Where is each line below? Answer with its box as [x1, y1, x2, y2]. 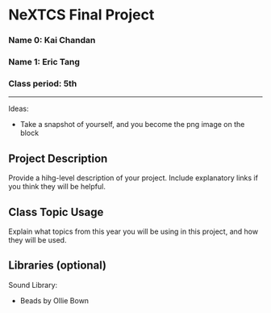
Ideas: [8, 104, 29, 114]
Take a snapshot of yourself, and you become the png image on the [19, 120, 245, 129]
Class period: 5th [8, 78, 77, 89]
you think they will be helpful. [8, 182, 106, 192]
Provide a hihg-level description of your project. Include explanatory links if [8, 173, 258, 183]
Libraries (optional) [8, 259, 107, 273]
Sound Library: [8, 280, 58, 290]
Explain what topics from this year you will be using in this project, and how [8, 226, 259, 236]
